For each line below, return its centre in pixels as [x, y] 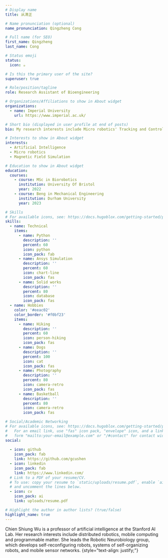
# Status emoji [21, 56]
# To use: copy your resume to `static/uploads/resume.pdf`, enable [82, 482]
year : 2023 [30, 203]
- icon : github [25, 450]
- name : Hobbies [26, 306]
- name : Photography [40, 371]
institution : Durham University [52, 199]
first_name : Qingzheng [29, 42]
